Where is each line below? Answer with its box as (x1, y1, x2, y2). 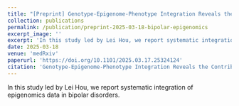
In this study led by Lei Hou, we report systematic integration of (7, 83, 193, 91)
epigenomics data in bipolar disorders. (7, 90, 120, 99)
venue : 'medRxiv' (7, 51, 59, 58)
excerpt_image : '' (7, 30, 62, 38)
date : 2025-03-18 (7, 43, 59, 51)
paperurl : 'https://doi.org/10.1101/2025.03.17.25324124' (7, 57, 183, 64)
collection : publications (7, 17, 84, 24)
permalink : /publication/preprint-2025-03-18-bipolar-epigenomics (7, 23, 208, 31)
